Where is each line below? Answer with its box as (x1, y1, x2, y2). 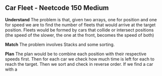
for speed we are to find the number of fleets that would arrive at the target (5, 22, 156, 28)
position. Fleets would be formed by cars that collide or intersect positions (5, 27, 154, 33)
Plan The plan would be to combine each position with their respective (5, 51, 147, 57)
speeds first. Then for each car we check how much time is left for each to (5, 56, 155, 62)
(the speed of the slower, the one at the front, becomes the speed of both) (5, 32, 154, 38)
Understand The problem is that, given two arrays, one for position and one (5, 16, 157, 22)
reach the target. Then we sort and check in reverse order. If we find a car (5, 61, 153, 67)
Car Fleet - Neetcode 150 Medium (5, 4, 109, 12)
